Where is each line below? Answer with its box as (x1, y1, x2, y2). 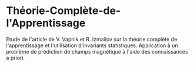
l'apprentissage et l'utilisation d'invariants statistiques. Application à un (6, 42, 178, 49)
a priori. (6, 54, 25, 61)
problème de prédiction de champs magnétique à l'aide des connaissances (6, 48, 188, 55)
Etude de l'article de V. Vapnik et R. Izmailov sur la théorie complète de (6, 36, 178, 43)
